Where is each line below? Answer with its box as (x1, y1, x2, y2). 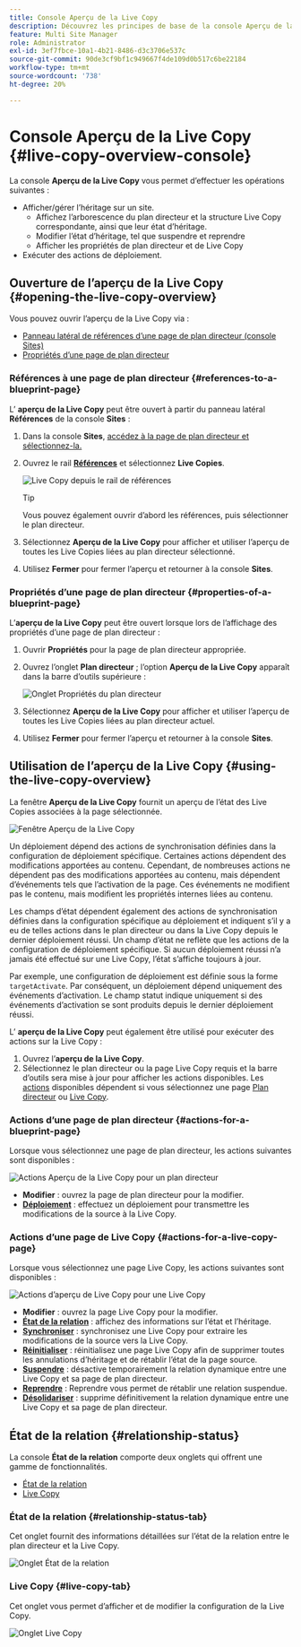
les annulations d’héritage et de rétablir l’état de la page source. (21, 1355, 258, 1365)
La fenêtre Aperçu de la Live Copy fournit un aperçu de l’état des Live (9, 796, 267, 807)
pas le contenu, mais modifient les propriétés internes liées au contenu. (9, 889, 273, 899)
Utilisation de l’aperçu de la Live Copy (9, 758, 224, 774)
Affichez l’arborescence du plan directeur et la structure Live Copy (35, 212, 282, 222)
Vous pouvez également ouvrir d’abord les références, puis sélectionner (21, 509, 288, 520)
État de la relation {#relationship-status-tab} (9, 1511, 208, 1523)
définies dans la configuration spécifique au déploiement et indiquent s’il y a (9, 915, 291, 926)
